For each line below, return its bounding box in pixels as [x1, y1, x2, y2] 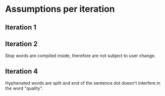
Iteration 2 [5, 39, 38, 48]
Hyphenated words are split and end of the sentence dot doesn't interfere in [5, 80, 161, 86]
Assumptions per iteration [5, 3, 115, 15]
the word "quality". [5, 85, 44, 92]
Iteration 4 [5, 67, 38, 75]
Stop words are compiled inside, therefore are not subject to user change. [5, 53, 156, 59]
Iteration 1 [5, 23, 37, 32]
